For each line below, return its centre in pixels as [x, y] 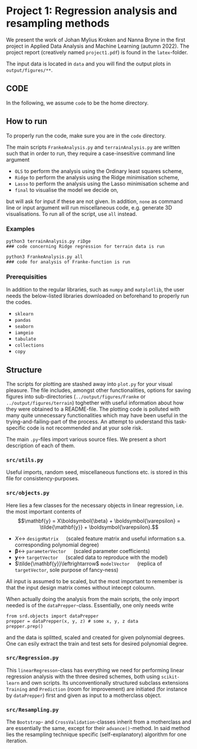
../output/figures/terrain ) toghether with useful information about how [95, 403]
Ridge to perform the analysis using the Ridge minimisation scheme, [97, 177]
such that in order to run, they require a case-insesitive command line [91, 153]
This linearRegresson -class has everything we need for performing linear [95, 670]
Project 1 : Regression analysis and [92, 11]
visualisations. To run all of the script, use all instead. [72, 214]
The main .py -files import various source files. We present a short [86, 439]
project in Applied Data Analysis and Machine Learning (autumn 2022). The [98, 46]
